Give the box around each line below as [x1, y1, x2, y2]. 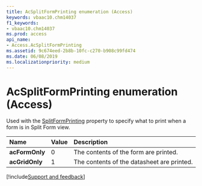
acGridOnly [9, 158, 43, 166]
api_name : [6, 37, 31, 43]
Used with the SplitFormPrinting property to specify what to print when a [6, 118, 186, 125]
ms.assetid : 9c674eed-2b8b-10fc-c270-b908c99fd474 [6, 48, 136, 54]
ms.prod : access [6, 31, 47, 37]
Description [73, 138, 108, 146]
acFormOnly [9, 148, 46, 157]
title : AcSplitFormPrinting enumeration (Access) [6, 8, 133, 15]
